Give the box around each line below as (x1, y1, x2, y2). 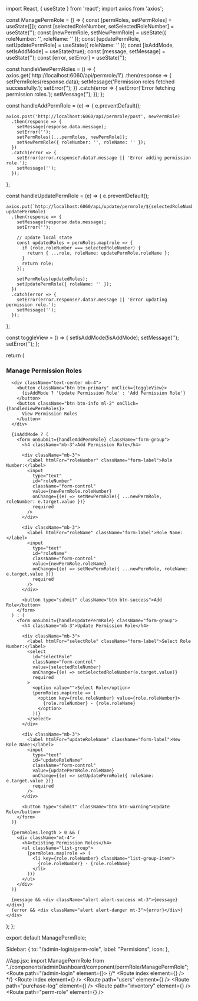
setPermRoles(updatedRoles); (16, 276, 88, 282)
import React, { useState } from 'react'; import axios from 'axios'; (6, 5, 164, 12)
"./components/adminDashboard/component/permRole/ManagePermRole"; (6, 963, 189, 971)
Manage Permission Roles (6, 366, 82, 375)
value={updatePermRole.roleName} (32, 768, 115, 773)
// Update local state (16, 235, 72, 240)
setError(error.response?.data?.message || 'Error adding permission (16, 155, 192, 161)
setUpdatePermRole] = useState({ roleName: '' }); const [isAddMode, (6, 41, 174, 48)
